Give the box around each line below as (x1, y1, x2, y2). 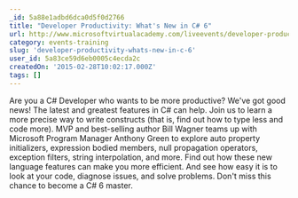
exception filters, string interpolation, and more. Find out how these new (9, 152, 273, 162)
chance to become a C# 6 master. (9, 179, 133, 191)
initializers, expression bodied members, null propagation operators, (9, 142, 259, 153)
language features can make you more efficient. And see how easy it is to (9, 161, 278, 171)
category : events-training (9, 37, 109, 47)
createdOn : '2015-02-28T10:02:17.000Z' (9, 63, 157, 72)
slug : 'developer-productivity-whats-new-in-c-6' (9, 46, 197, 55)
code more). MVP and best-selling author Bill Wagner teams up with (9, 123, 257, 134)
